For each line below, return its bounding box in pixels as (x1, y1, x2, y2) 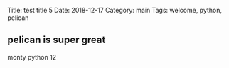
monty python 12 (7, 52, 57, 61)
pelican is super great (7, 34, 106, 46)
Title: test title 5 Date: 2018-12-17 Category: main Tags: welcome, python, (7, 6, 223, 14)
